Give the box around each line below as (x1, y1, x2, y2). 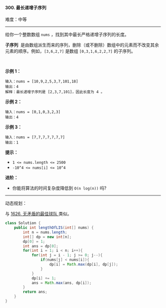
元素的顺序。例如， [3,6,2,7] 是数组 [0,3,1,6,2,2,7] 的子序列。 (5, 48, 136, 54)
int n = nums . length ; (23, 230, 68, 234)
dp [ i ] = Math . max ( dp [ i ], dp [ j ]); (49, 262, 119, 267)
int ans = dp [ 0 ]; (23, 243, 58, 249)
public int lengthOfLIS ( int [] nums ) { (14, 225, 94, 231)
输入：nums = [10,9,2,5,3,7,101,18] (5, 79, 79, 84)
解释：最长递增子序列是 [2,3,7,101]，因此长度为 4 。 (5, 89, 105, 95)
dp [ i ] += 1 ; (31, 275, 56, 281)
